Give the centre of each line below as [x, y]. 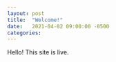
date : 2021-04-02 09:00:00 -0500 [58, 26]
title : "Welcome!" [35, 20]
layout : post [26, 13]
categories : [24, 33]
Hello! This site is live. [38, 52]
